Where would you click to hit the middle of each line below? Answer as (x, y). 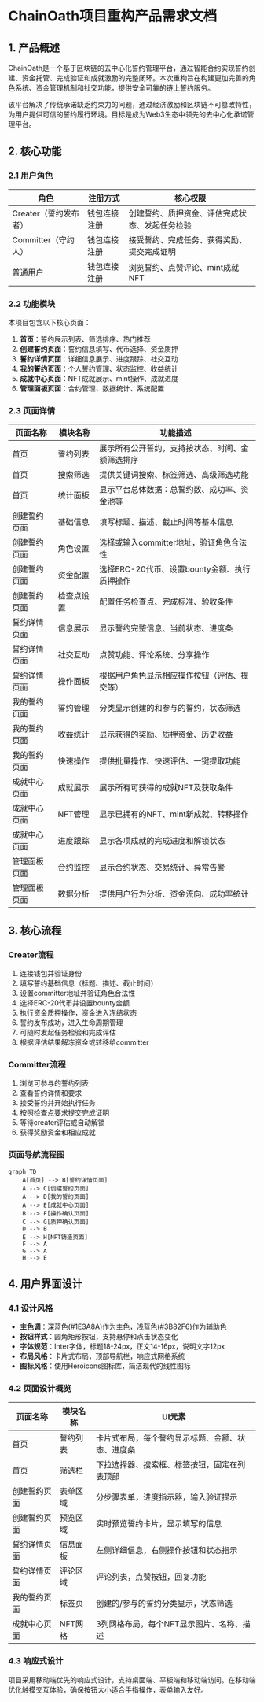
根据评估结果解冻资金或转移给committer (84, 1042)
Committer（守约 (43, 239)
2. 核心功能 (35, 152)
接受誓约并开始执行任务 (57, 1103)
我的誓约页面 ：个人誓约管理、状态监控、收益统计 (99, 368)
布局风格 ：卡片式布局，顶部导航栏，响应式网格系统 (102, 1356)
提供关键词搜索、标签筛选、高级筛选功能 (174, 475)
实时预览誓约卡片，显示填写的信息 (159, 1523)
